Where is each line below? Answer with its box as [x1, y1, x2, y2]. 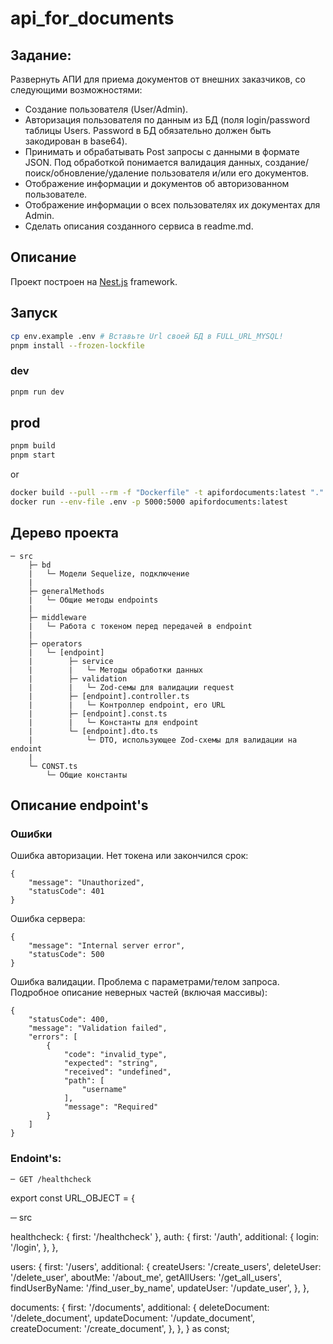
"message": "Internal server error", [28, 941, 186, 951]
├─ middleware [28, 612, 87, 622]
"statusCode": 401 [28, 887, 105, 897]
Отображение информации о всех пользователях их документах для [24, 199, 321, 211]
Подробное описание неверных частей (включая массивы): [10, 987, 268, 999]
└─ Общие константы [46, 770, 128, 780]
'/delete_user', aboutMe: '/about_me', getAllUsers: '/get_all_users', [10, 1271, 283, 1283]
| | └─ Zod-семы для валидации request [28, 682, 235, 692]
